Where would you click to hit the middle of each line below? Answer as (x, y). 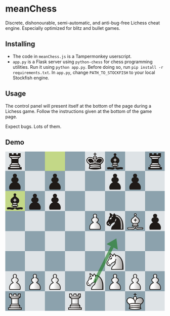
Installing (20, 44)
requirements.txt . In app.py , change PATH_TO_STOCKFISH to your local (84, 72)
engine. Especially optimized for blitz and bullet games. (63, 28)
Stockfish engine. (31, 78)
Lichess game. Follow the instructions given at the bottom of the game (79, 111)
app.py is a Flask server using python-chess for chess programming (82, 62)
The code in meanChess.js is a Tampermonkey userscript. (72, 56)
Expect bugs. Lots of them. (33, 126)
